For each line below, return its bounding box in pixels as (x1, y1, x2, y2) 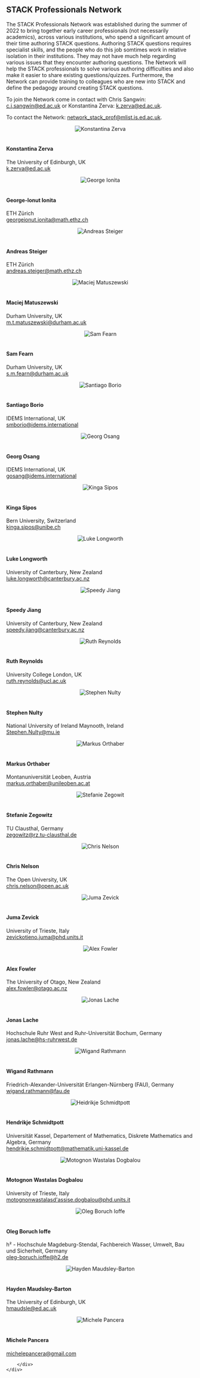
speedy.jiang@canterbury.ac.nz (6, 626, 85, 633)
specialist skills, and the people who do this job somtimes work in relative (6, 46, 187, 53)
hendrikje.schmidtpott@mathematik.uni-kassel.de (6, 1144, 129, 1152)
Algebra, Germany (6, 1138, 51, 1146)
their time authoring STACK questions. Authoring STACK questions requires (6, 39, 192, 47)
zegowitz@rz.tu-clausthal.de (6, 831, 77, 838)
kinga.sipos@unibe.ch (6, 523, 61, 531)
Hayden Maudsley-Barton (6, 1285, 72, 1293)
